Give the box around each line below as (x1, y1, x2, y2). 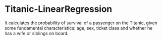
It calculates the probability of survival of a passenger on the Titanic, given (4, 20, 158, 26)
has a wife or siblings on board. (4, 30, 69, 36)
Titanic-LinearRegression (4, 3, 112, 15)
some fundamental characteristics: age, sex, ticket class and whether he (4, 25, 153, 31)
